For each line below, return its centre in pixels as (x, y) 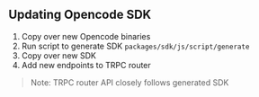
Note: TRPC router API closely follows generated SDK (129, 82)
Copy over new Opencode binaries (86, 36)
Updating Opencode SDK (80, 15)
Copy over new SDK (58, 55)
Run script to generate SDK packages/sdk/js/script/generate (135, 46)
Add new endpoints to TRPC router (86, 65)
